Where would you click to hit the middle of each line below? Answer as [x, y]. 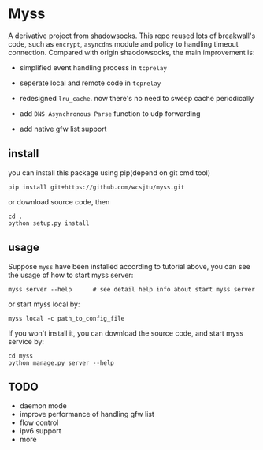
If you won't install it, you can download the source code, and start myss [126, 333]
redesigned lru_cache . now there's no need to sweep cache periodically [137, 98]
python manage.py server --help [61, 363]
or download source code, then [59, 201]
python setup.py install [49, 223]
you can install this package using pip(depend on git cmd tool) [109, 172]
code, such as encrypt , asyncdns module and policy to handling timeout [123, 43]
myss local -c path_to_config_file [67, 318]
